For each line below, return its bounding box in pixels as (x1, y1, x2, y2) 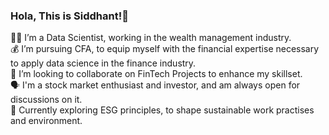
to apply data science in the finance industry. (10, 57, 197, 69)
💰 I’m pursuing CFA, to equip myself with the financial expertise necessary (10, 43, 320, 55)
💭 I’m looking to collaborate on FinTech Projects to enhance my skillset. (10, 68, 303, 80)
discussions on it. (10, 94, 83, 106)
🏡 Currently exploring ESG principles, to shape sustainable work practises (10, 104, 315, 116)
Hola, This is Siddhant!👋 (10, 9, 129, 23)
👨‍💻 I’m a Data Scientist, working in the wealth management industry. (10, 32, 292, 44)
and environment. (10, 115, 83, 127)
